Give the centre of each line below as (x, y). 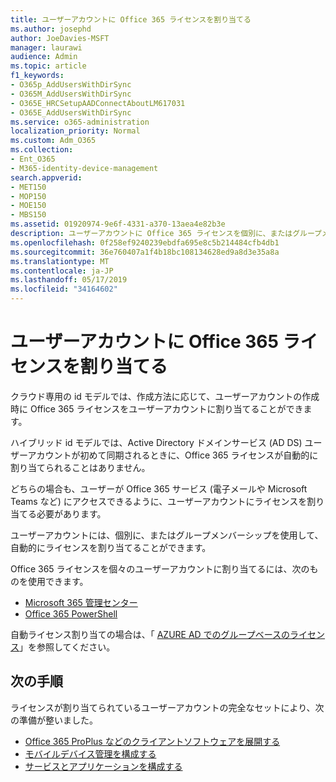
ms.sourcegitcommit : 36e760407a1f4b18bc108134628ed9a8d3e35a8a (145, 252)
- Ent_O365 (33, 159)
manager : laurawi (46, 47)
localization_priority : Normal (75, 131)
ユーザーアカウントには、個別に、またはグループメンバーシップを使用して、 (167, 535)
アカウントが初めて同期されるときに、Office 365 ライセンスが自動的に (173, 455)
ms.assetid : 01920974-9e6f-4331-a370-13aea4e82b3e (118, 224)
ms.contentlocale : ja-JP (62, 271)
